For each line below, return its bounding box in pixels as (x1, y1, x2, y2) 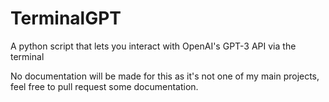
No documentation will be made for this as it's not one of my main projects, (10, 70, 320, 82)
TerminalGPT (10, 7, 122, 30)
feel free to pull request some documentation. (10, 80, 199, 92)
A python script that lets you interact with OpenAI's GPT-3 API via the (10, 40, 297, 52)
